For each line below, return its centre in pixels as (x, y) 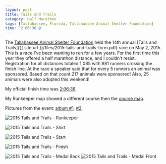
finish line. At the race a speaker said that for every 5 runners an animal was (83, 69)
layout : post (19, 10)
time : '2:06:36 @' (24, 28)
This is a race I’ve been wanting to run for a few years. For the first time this (82, 53)
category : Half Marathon (31, 19)
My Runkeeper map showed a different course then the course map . (75, 99)
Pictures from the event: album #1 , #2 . (44, 108)
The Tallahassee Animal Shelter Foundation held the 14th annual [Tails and (81, 42)
